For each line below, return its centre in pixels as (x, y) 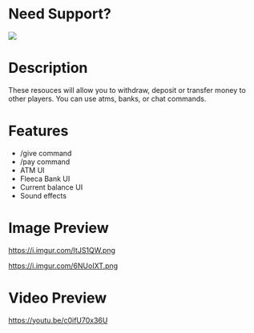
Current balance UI (51, 187)
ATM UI (32, 170)
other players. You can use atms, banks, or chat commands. (107, 98)
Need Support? (60, 14)
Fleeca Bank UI (45, 179)
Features (38, 131)
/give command (46, 153)
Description (48, 68)
